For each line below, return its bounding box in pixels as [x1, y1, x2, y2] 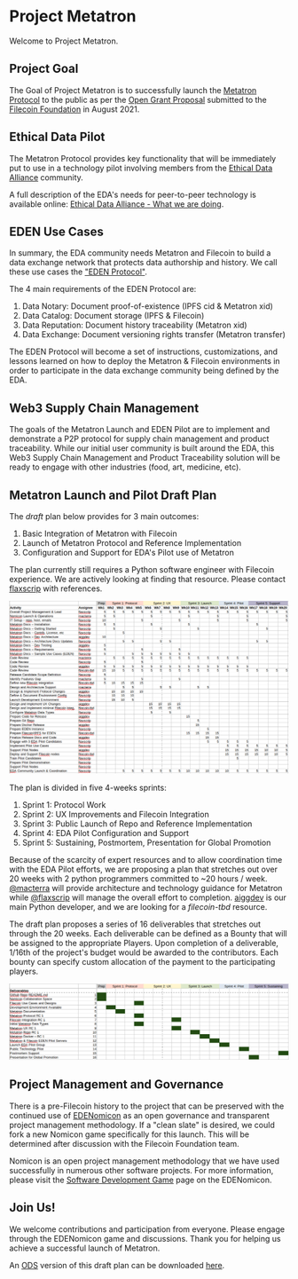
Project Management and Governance [9, 1077, 224, 1093]
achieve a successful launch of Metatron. [9, 1243, 161, 1253]
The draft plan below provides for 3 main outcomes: [9, 511, 200, 521]
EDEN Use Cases [9, 224, 105, 239]
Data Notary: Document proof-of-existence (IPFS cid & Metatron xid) [21, 301, 273, 312]
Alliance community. [9, 171, 84, 183]
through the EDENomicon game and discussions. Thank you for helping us [9, 1233, 281, 1243]
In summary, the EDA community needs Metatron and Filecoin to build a [9, 248, 271, 258]
